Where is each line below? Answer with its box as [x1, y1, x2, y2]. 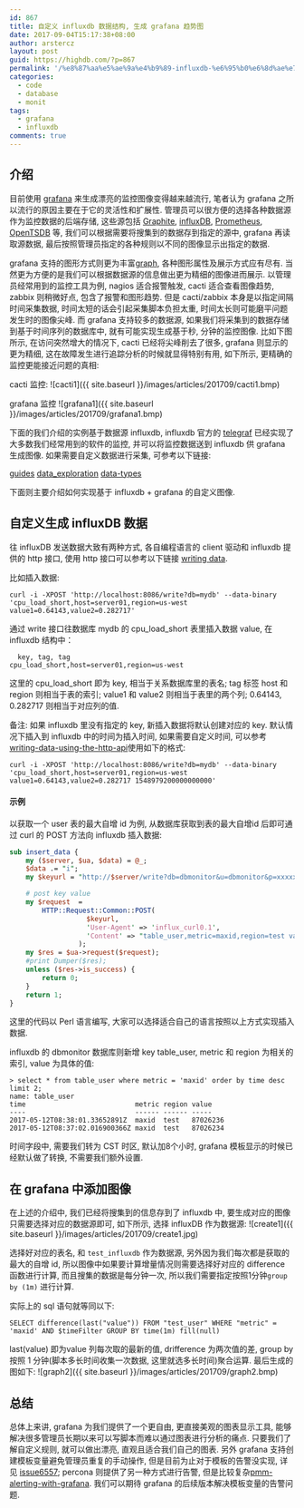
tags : [9, 106, 30, 115]
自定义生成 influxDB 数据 [9, 516, 148, 531]
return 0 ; [42, 973, 79, 982]
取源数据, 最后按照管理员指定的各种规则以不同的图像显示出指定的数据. [9, 238, 271, 249]
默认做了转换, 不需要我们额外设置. [16, 1153, 144, 1163]
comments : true [9, 131, 67, 141]
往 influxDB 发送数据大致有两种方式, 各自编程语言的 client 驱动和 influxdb [9, 541, 281, 552]
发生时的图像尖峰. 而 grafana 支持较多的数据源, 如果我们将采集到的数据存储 [9, 314, 290, 325]
